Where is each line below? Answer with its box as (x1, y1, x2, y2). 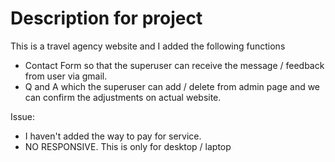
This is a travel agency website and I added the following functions (10, 40, 286, 52)
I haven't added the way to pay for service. (24, 130, 202, 142)
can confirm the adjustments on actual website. (24, 91, 222, 103)
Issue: (10, 110, 36, 122)
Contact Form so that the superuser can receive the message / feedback (24, 59, 325, 71)
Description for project (10, 7, 203, 30)
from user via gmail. (24, 70, 108, 82)
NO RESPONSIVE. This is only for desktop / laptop (24, 140, 232, 152)
